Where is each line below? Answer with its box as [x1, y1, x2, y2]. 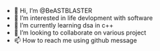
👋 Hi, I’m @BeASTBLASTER [13, 7, 93, 14]
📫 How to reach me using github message [13, 37, 138, 44]
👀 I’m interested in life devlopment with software [13, 14, 153, 22]
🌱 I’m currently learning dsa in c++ [13, 21, 114, 29]
